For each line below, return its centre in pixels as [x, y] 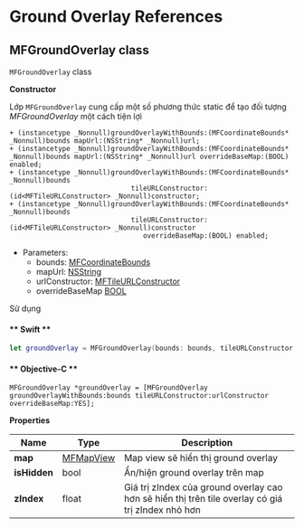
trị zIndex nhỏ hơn [162, 510]
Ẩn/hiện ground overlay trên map [194, 473]
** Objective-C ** [44, 369]
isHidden [34, 473]
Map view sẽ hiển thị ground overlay [201, 458]
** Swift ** [30, 329]
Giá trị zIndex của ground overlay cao [203, 487]
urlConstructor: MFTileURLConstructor [108, 281]
